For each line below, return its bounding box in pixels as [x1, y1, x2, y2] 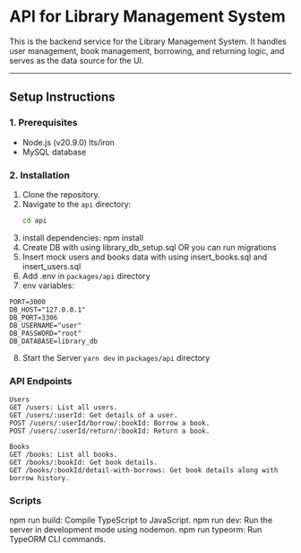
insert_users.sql [21, 260, 82, 271]
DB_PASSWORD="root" [9, 329, 82, 338]
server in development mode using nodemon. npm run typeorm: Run [9, 524, 262, 535]
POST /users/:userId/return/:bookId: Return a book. [9, 426, 211, 436]
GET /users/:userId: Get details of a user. [9, 411, 178, 420]
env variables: [21, 280, 74, 291]
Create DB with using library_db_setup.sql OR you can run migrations [21, 241, 277, 252]
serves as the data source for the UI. [9, 55, 144, 66]
